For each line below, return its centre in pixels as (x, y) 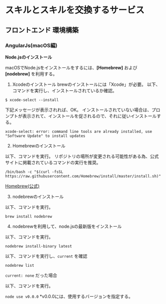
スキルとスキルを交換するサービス (75, 10)
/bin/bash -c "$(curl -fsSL (34, 172)
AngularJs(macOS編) (31, 45)
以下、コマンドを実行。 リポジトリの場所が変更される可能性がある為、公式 (82, 156)
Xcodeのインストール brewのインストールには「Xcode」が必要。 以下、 (86, 84)
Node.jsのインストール (29, 57)
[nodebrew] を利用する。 (31, 74)
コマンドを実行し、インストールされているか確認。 (65, 90)
